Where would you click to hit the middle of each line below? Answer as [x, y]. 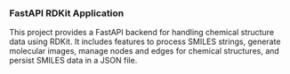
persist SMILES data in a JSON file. [73, 61]
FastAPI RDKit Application [67, 13]
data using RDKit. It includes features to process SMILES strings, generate [145, 41]
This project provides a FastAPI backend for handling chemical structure [141, 33]
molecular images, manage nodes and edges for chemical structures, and [145, 51]
